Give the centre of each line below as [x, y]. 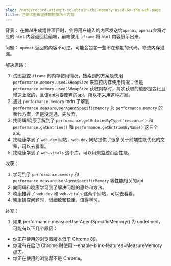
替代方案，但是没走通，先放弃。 [46, 114]
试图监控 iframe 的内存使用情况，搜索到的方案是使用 [68, 75]
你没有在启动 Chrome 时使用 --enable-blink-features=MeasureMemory [87, 245]
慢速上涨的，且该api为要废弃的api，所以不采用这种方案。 [73, 95]
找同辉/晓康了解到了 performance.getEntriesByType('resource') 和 [83, 120]
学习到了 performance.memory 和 [46, 174]
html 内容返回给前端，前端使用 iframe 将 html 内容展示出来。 [79, 36]
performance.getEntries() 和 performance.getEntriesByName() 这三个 [85, 127]
